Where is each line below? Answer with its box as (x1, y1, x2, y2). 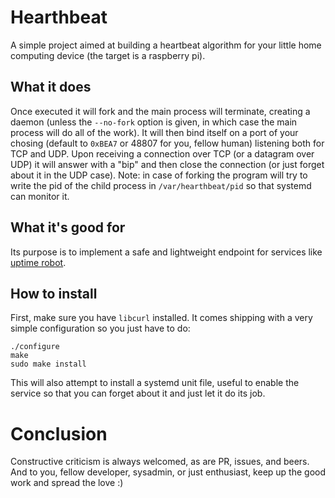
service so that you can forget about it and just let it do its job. (10, 387, 266, 400)
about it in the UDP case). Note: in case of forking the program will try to (10, 169, 308, 181)
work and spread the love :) (10, 477, 124, 489)
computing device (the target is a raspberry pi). (10, 49, 206, 61)
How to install (10, 285, 98, 302)
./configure (10, 342, 60, 352)
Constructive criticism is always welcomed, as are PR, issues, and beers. (10, 456, 310, 468)
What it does (10, 79, 92, 96)
